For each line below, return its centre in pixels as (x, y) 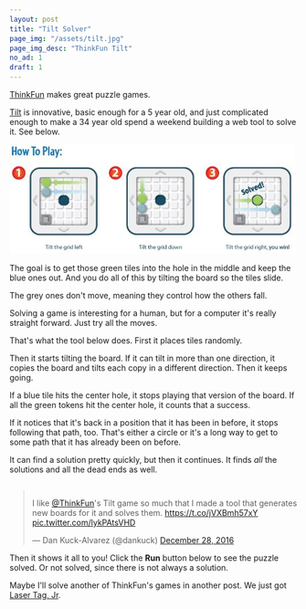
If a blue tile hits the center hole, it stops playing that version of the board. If (152, 395)
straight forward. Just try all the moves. (84, 323)
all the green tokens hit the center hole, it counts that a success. (130, 405)
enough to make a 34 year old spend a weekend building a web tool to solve (153, 122)
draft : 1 (26, 68)
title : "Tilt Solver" (51, 29)
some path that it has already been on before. (95, 442)
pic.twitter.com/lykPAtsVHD (84, 522)
